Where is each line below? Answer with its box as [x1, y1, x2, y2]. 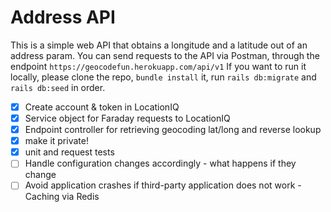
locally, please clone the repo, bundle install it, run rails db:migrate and [10, 71, 317, 83]
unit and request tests [24, 146, 115, 158]
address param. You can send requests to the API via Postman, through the [10, 49, 320, 61]
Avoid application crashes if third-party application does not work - [24, 179, 302, 191]
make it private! [24, 135, 89, 147]
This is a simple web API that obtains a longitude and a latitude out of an [10, 39, 308, 51]
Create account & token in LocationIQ [24, 101, 180, 113]
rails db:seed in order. [10, 81, 106, 93]
